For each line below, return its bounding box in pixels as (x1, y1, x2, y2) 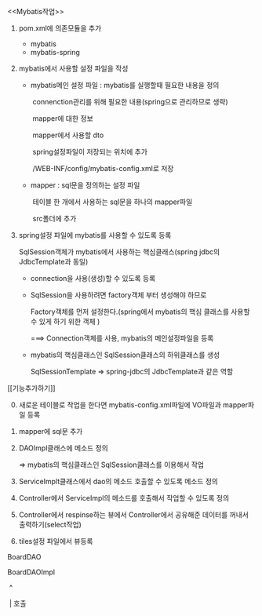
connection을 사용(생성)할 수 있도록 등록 (30, 274, 156, 282)
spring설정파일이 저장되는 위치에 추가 (32, 148, 148, 156)
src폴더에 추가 (32, 214, 77, 223)
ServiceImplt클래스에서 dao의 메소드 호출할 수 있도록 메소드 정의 (18, 477, 219, 486)
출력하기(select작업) (18, 520, 82, 529)
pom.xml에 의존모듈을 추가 (18, 24, 102, 33)
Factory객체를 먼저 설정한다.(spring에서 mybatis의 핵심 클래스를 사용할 (30, 307, 250, 316)
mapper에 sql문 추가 (18, 427, 83, 436)
